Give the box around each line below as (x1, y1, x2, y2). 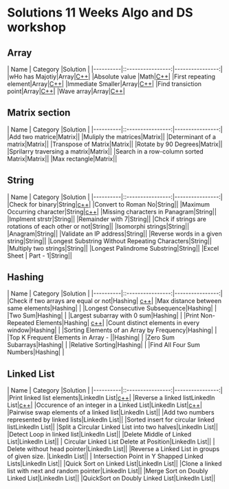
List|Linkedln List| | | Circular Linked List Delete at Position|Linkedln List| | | (7, 437, 215, 446)
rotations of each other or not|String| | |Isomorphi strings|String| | (7, 222, 190, 230)
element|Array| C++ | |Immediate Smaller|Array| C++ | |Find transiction (7, 80, 201, 87)
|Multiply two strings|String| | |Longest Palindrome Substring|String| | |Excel (7, 244, 219, 252)
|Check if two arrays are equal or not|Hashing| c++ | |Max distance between (7, 297, 222, 305)
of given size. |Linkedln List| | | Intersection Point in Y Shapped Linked (7, 452, 204, 461)
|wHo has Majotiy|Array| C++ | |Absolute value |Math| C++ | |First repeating (7, 72, 215, 81)
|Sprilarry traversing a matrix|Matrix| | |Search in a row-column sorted (7, 147, 204, 156)
